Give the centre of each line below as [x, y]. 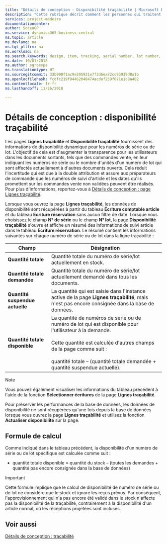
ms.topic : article [24, 38]
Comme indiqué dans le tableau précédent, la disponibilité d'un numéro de [82, 448]
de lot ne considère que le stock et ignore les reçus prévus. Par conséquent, [83, 493]
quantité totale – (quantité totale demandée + [104, 362]
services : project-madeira [33, 19]
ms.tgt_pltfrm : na [24, 47]
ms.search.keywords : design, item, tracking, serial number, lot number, [83, 56]
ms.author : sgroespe [27, 65]
